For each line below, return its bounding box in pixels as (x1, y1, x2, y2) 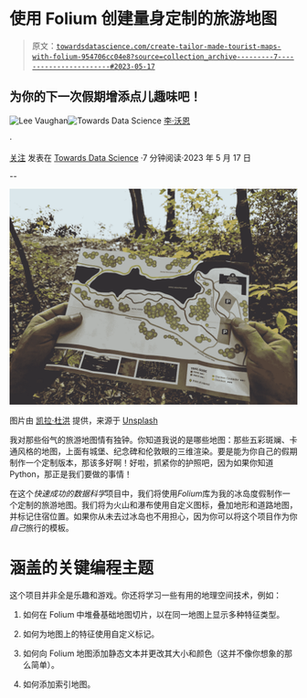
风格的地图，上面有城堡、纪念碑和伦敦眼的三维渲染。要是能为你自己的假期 (16, 445, 298, 457)
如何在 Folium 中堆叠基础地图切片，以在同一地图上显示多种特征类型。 (22, 608, 285, 619)
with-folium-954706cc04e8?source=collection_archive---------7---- (31, 52, 294, 61)
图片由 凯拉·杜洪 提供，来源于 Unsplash (9, 415, 158, 426)
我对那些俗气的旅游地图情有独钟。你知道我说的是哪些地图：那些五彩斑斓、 (9, 434, 290, 445)
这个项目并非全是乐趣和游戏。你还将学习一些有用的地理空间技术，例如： (9, 589, 281, 600)
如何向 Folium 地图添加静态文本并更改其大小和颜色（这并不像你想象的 (22, 648, 285, 659)
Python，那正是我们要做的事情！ (9, 468, 132, 480)
